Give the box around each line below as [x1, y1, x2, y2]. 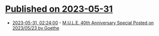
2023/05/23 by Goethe [12, 25, 59, 31]
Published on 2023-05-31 [5, 3, 113, 15]
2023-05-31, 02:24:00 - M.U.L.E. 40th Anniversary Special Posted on [12, 20, 154, 26]
